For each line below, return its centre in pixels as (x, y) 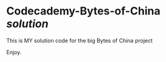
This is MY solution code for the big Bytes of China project (80, 40)
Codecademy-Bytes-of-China (84, 11)
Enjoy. (14, 52)
